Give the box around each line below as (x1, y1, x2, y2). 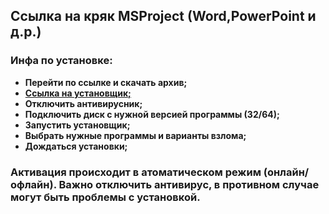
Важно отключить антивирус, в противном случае (58, 177, 320, 191)
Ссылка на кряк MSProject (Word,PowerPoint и (10, 8, 317, 25)
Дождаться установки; (24, 140, 128, 152)
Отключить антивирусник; (24, 97, 143, 109)
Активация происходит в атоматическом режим (10, 165, 262, 179)
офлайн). (10, 177, 57, 191)
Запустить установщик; (24, 119, 131, 131)
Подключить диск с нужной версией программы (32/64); (24, 108, 280, 120)
